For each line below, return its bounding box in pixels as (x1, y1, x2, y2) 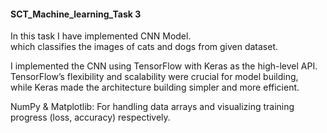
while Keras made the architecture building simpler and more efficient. (10, 81, 300, 94)
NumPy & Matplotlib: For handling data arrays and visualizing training (10, 101, 295, 113)
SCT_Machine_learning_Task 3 (10, 8, 142, 20)
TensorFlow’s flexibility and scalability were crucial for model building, (10, 71, 299, 83)
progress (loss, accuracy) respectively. (10, 111, 171, 124)
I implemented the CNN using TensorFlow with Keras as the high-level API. (10, 60, 318, 72)
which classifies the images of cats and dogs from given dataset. (10, 41, 279, 53)
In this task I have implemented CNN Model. (10, 30, 192, 42)
